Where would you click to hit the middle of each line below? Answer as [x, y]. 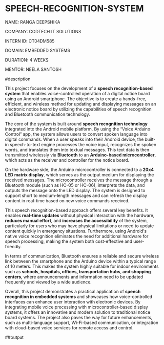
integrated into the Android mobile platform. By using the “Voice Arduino [78, 129]
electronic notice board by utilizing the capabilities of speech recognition [78, 109]
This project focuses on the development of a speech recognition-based [79, 88]
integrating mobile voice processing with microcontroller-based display [77, 307]
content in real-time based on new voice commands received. [67, 200]
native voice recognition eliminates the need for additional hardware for [77, 236]
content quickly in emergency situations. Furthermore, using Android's [76, 231]
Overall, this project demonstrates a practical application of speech [73, 291]
